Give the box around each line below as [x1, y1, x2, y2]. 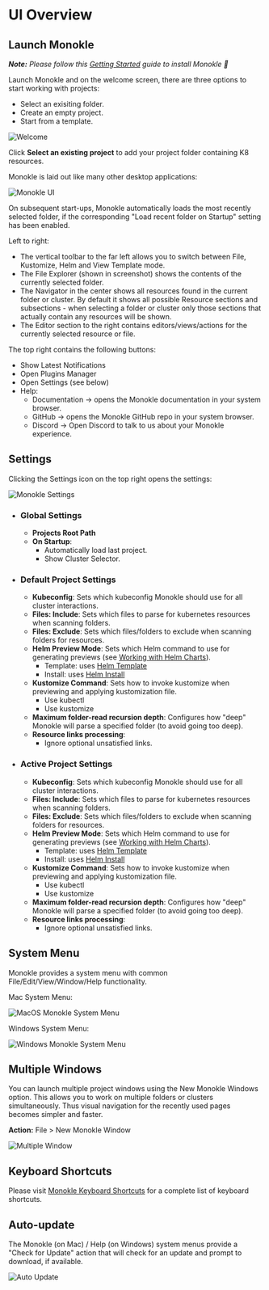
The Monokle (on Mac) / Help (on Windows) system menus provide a [8, 1239, 238, 1249]
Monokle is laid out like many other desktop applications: [8, 172, 198, 181]
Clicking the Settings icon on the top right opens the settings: [8, 474, 212, 483]
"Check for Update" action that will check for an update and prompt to [8, 1247, 242, 1258]
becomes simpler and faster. [8, 1110, 103, 1119]
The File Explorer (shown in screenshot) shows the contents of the [19, 269, 242, 278]
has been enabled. [8, 221, 70, 230]
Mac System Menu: [8, 992, 73, 1001]
